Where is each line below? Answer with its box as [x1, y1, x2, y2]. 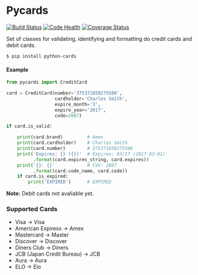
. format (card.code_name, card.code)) [32, 168, 128, 174]
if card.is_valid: [6, 123, 52, 129]
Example [6, 66, 29, 73]
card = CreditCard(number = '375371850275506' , [6, 90, 122, 96]
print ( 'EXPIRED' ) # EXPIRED [28, 179, 112, 185]
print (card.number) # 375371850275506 [17, 146, 134, 152]
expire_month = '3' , [54, 101, 101, 107]
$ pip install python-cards [6, 53, 77, 59]
